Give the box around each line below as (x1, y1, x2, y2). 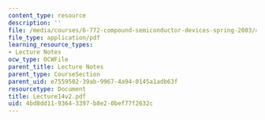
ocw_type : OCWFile (8, 56, 69, 64)
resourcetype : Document (8, 84, 87, 93)
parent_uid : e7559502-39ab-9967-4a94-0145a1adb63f (8, 77, 178, 85)
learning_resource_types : (8, 41, 93, 49)
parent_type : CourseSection (8, 70, 101, 78)
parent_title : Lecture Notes (8, 63, 104, 71)
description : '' (8, 19, 62, 27)
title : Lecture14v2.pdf (8, 92, 87, 100)
